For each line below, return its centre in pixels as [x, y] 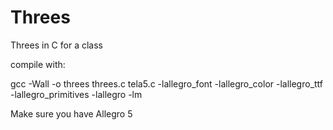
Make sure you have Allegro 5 [71, 113]
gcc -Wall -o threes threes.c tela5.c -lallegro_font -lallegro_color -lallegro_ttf [167, 83]
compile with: [38, 64]
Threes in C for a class [56, 45]
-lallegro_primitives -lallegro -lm [76, 94]
